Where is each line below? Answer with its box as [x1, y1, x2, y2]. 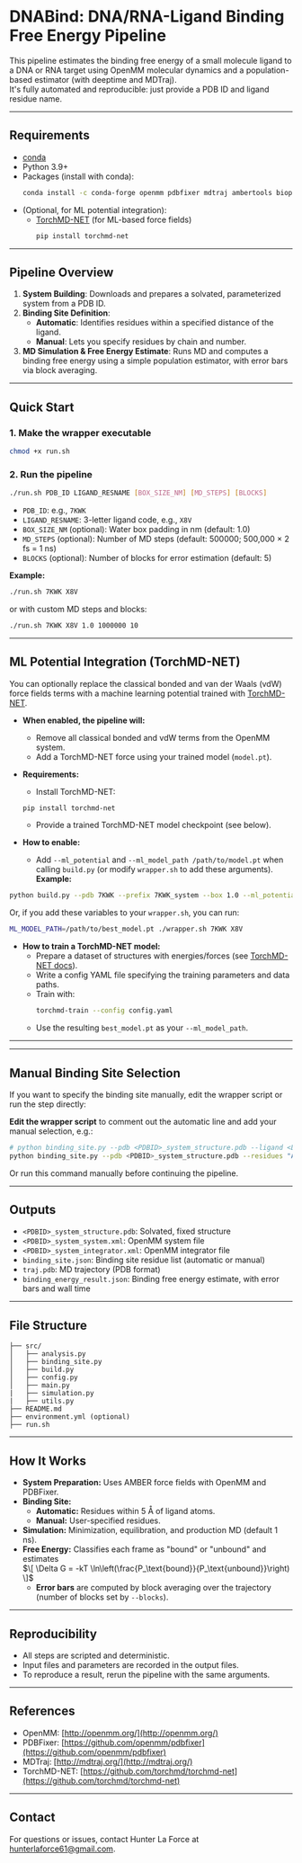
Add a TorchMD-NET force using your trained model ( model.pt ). [35, 751, 272, 762]
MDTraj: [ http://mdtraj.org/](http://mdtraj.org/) [22, 1756, 193, 1767]
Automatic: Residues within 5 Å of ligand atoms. [35, 1506, 216, 1517]
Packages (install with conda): [22, 171, 135, 182]
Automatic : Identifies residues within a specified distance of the [35, 317, 274, 328]
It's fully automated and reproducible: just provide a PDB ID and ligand [9, 84, 270, 94]
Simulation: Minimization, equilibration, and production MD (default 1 [22, 1525, 279, 1536]
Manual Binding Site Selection [9, 1065, 182, 1081]
